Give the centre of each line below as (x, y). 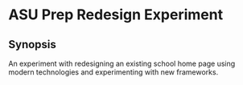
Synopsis (32, 45)
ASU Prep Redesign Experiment (116, 15)
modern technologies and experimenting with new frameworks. (113, 72)
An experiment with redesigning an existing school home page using (122, 63)
